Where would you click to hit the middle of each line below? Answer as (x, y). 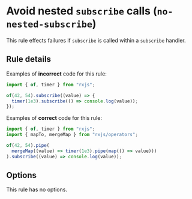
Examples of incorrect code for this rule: (56, 74)
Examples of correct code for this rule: (54, 118)
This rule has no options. (37, 189)
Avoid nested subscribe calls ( (82, 11)
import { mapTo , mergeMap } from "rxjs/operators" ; (72, 135)
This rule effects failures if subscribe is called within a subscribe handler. (96, 40)
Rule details (28, 59)
